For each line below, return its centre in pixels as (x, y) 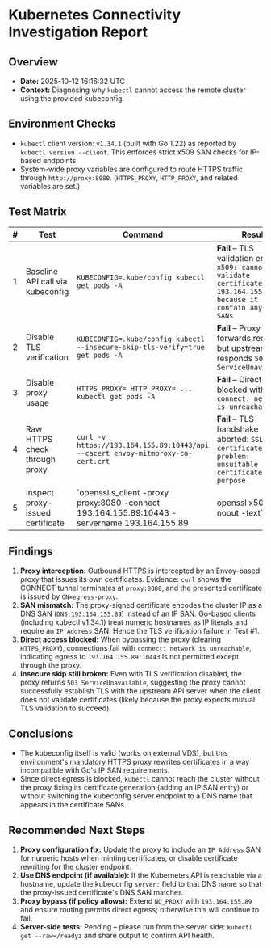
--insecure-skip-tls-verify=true (141, 347)
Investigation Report (78, 32)
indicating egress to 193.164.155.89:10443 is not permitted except (129, 657)
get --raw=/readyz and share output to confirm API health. (117, 936)
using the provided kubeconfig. (72, 98)
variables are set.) (50, 186)
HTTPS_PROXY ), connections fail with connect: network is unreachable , (135, 648)
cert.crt (93, 461)
